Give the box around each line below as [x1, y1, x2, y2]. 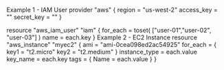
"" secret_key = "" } [6, 13, 63, 21]
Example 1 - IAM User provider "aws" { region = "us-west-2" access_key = [6, 6, 218, 14]
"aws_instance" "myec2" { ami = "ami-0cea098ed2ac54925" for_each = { [6, 41, 217, 48]
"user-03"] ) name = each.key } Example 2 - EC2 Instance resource [6, 33, 197, 41]
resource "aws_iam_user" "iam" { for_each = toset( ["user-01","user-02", [6, 27, 212, 34]
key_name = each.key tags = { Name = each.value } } [6, 55, 157, 63]
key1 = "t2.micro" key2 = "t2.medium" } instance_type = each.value [6, 48, 197, 56]
